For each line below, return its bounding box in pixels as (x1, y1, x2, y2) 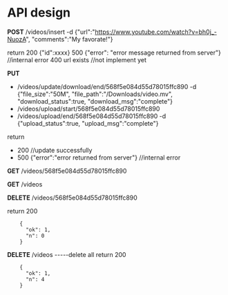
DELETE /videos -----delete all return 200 (7, 250, 126, 258)
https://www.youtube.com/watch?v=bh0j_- (94, 28, 218, 36)
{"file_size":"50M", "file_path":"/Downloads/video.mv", (17, 90, 173, 98)
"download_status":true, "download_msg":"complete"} (17, 97, 173, 105)
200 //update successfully (17, 146, 93, 154)
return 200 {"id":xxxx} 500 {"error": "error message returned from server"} (7, 48, 221, 57)
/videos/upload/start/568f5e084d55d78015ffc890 (17, 104, 160, 113)
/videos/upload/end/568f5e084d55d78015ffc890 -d (17, 112, 167, 120)
